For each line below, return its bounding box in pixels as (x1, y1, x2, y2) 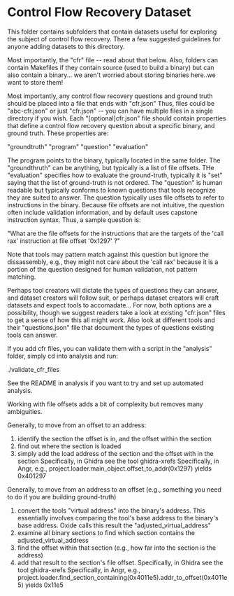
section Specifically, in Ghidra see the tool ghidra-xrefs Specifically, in (17, 457, 219, 465)
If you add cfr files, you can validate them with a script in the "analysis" (7, 344, 212, 352)
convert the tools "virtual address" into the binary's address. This (17, 506, 206, 515)
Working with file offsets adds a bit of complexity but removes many (7, 400, 204, 408)
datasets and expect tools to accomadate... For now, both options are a (7, 300, 212, 309)
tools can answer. (7, 331, 58, 339)
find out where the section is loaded (17, 442, 122, 450)
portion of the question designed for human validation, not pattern (7, 265, 198, 273)
